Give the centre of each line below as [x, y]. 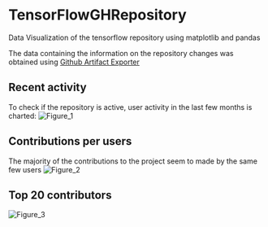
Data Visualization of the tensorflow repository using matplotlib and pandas [134, 37]
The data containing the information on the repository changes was [121, 53]
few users [25, 169]
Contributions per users [70, 141]
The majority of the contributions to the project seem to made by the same [133, 161]
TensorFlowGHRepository [97, 15]
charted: [22, 116]
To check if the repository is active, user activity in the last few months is [130, 107]
